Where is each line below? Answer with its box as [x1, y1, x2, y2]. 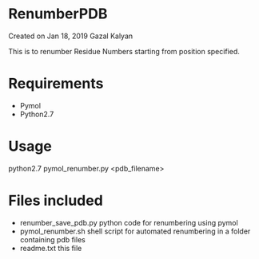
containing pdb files [19, 234, 86, 244]
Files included [8, 192, 104, 210]
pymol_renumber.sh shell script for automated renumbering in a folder [19, 226, 251, 236]
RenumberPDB [8, 5, 108, 23]
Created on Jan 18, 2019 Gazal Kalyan [8, 31, 133, 41]
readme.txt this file [19, 243, 82, 253]
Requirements [8, 75, 104, 92]
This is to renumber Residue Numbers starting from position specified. [8, 46, 240, 56]
